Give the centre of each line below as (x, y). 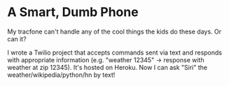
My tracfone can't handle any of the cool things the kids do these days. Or (114, 31)
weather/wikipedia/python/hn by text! (61, 75)
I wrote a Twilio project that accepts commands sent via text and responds (115, 52)
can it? (17, 38)
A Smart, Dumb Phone (73, 12)
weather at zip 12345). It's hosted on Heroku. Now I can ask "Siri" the (107, 67)
